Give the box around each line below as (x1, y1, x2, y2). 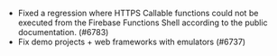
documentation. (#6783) (17, 27, 109, 37)
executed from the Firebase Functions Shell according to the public (17, 17, 268, 28)
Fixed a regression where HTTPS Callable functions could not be (17, 8, 259, 18)
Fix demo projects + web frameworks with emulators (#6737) (17, 36, 246, 47)
